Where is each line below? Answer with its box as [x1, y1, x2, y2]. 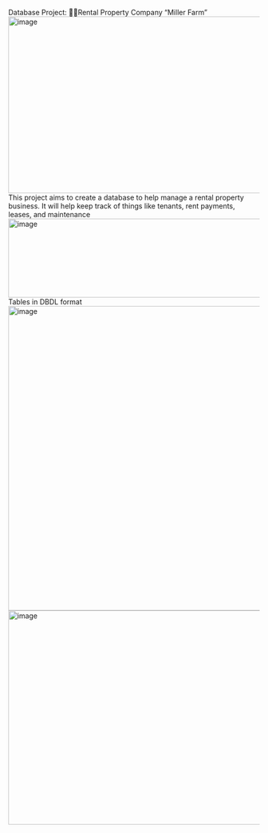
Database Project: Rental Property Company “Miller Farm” [8, 8, 207, 17]
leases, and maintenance [8, 210, 91, 219]
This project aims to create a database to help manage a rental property [8, 192, 245, 202]
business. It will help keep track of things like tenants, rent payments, [8, 201, 235, 211]
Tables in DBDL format [8, 297, 82, 307]
